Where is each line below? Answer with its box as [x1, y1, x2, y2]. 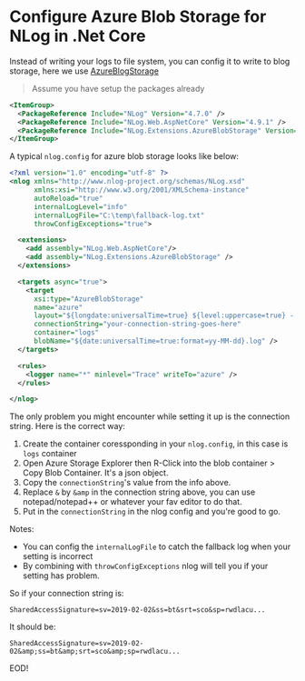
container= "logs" [33, 328, 100, 337]
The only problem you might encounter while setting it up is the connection [9, 411, 290, 422]
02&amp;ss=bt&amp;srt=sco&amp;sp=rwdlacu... [9, 647, 181, 656]
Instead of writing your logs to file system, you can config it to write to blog [9, 55, 290, 66]
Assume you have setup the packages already [31, 83, 205, 94]
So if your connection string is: [9, 588, 124, 599]
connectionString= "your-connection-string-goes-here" [33, 320, 242, 329]
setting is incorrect [22, 551, 93, 562]
